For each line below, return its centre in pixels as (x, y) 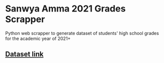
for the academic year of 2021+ (38, 38)
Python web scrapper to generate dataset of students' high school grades (82, 33)
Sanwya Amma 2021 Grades (66, 9)
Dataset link (24, 54)
